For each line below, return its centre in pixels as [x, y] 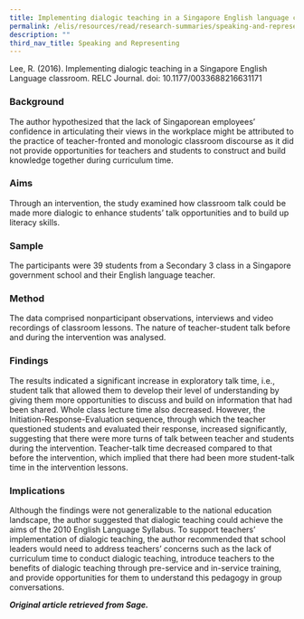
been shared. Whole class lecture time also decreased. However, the [137, 409]
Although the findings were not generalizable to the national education [141, 510]
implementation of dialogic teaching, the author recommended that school [148, 539]
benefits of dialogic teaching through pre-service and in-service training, [146, 568]
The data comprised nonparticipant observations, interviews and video [142, 319]
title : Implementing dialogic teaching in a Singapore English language [149, 18]
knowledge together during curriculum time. [91, 160]
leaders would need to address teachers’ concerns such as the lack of [141, 549]
